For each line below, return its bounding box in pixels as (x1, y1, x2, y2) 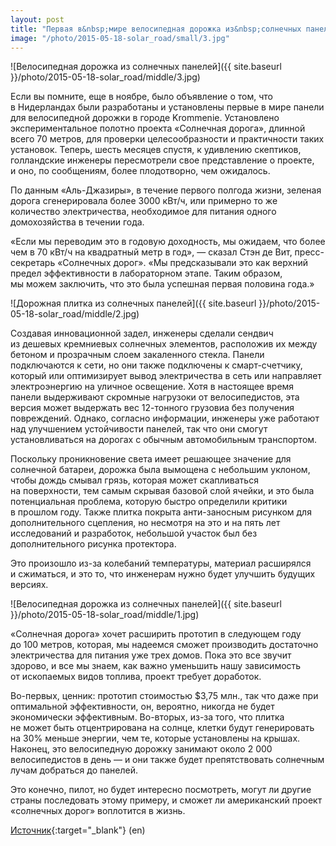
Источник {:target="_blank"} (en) (10, 824, 146, 836)
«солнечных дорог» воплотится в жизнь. (10, 805, 186, 817)
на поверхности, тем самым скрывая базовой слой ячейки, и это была (10, 485, 315, 497)
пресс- (294, 246, 325, 258)
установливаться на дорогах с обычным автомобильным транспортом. (10, 434, 318, 446)
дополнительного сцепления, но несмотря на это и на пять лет (10, 517, 281, 529)
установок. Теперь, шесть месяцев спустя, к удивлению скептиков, (10, 144, 302, 156)
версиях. (10, 579, 49, 591)
